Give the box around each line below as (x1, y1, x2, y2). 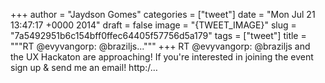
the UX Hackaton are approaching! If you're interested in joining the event (10, 51, 314, 63)
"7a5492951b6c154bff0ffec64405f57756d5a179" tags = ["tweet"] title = (10, 30, 307, 41)
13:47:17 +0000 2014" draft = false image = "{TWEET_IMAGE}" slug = (10, 19, 297, 31)
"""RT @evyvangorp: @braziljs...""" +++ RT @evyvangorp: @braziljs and (10, 40, 311, 52)
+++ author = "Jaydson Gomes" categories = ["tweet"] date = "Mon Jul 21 (10, 9, 316, 20)
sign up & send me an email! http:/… (10, 62, 158, 73)
